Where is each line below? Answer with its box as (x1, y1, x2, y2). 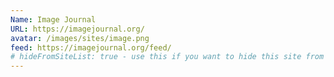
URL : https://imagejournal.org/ (10, 24, 145, 34)
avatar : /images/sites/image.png (10, 33, 150, 43)
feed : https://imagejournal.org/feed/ (10, 42, 172, 53)
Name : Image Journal (10, 14, 97, 25)
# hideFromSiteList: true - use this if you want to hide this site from (10, 52, 325, 62)
